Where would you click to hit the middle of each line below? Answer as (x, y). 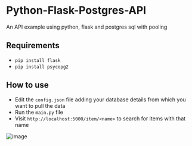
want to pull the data (40, 105)
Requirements (33, 46)
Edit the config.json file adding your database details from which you (100, 100)
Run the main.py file (39, 112)
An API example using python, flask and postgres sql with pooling (87, 27)
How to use (27, 85)
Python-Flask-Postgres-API (76, 10)
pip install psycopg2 (41, 67)
